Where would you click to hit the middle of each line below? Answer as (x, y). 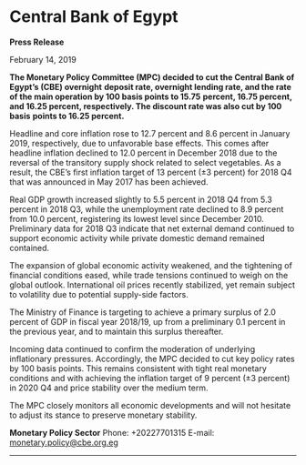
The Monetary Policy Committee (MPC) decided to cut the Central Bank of (152, 77)
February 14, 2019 (43, 59)
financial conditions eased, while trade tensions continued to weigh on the (149, 275)
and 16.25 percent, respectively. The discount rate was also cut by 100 (146, 106)
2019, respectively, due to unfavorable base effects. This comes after (139, 143)
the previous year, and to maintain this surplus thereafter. (117, 331)
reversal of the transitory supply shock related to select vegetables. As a (145, 162)
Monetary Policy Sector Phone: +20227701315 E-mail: (112, 432)
